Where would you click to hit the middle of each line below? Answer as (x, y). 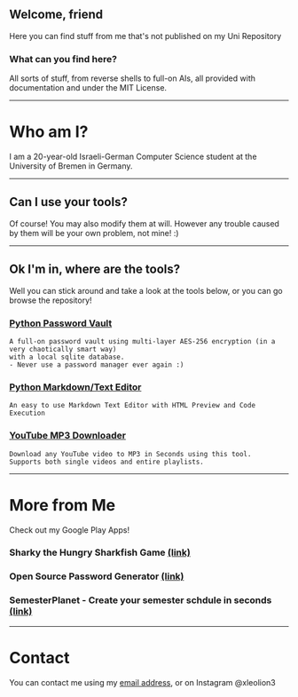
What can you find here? (63, 59)
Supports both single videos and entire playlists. (106, 462)
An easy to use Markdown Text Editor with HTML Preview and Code (132, 406)
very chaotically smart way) (63, 349)
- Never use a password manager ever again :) (97, 364)
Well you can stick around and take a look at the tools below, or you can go (146, 290)
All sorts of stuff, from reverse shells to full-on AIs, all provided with (132, 78)
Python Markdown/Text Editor (75, 387)
